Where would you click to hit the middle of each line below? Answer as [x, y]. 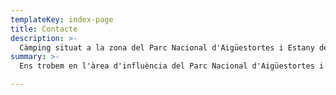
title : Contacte [44, 29]
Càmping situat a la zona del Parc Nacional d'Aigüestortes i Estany [167, 47]
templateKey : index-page [62, 19]
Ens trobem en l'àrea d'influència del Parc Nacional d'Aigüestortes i [172, 66]
